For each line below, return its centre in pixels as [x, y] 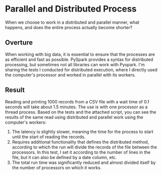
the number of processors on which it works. [57, 167]
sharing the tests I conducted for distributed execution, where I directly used [81, 70]
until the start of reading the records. [49, 137]
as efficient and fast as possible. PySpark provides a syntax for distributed [79, 59]
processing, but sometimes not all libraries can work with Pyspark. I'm [75, 64]
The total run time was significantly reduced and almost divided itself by [84, 162]
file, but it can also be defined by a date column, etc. [64, 157]
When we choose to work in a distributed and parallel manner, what [72, 22]
